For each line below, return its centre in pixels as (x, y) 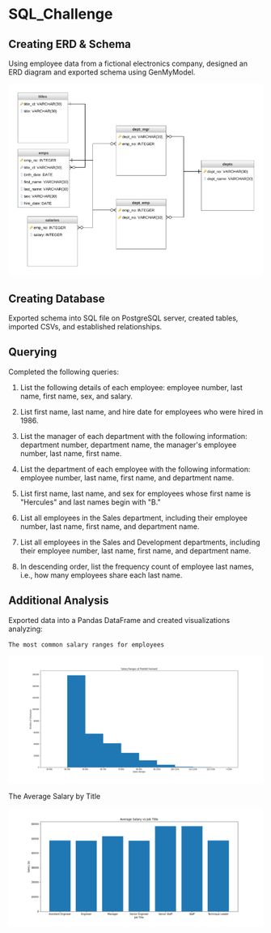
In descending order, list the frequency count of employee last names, (137, 566)
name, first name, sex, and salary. (76, 396)
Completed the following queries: (64, 372)
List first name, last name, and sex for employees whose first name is (135, 493)
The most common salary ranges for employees (86, 645)
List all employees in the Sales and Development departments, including (140, 542)
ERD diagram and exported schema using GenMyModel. (102, 72)
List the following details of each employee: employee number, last (131, 387)
